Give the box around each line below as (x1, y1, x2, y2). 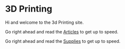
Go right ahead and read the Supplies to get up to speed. (5, 38, 121, 44)
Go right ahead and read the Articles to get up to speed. (5, 29, 119, 34)
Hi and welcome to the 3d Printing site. (5, 19, 84, 25)
